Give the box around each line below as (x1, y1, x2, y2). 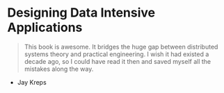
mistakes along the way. (24, 65, 94, 73)
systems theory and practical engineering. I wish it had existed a (24, 50, 209, 58)
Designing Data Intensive (7, 5, 156, 21)
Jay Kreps (17, 78, 47, 86)
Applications (7, 19, 83, 35)
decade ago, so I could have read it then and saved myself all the (24, 57, 211, 65)
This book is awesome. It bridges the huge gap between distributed (24, 42, 218, 51)
